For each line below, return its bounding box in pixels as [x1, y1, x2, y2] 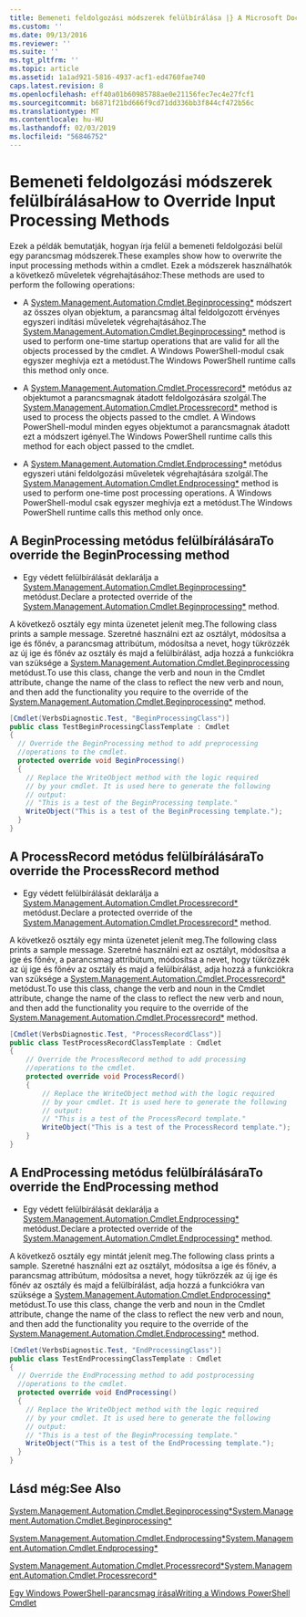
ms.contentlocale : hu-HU [9, 115, 104, 124]
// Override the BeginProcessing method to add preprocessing [17, 739, 259, 748]
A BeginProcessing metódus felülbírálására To [9, 533, 275, 548]
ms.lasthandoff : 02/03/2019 [9, 124, 117, 133]
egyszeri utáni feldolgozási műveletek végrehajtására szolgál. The [22, 467, 269, 479]
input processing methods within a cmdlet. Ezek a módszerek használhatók [9, 259, 292, 270]
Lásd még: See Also [9, 1481, 121, 1497]
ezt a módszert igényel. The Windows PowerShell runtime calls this [22, 431, 273, 442]
